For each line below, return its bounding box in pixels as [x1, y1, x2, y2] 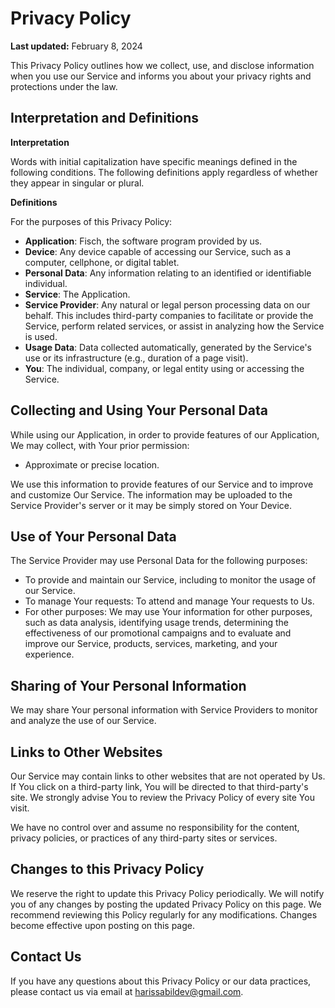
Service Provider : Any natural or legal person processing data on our [24, 298, 311, 311]
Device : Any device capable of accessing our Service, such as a [24, 245, 292, 257]
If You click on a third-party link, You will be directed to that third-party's [10, 781, 309, 792]
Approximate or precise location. [24, 458, 160, 471]
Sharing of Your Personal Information [10, 677, 247, 694]
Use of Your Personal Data [10, 528, 177, 545]
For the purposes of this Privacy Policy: [10, 215, 173, 227]
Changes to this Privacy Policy [10, 861, 205, 878]
